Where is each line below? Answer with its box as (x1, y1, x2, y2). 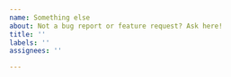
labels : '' (9, 38, 50, 47)
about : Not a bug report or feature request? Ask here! (9, 21, 223, 30)
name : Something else (9, 13, 91, 22)
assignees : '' (9, 47, 63, 56)
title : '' (9, 30, 47, 38)
